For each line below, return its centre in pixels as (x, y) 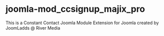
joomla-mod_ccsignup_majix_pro (75, 9)
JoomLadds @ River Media (33, 28)
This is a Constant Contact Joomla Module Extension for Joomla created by (82, 23)
